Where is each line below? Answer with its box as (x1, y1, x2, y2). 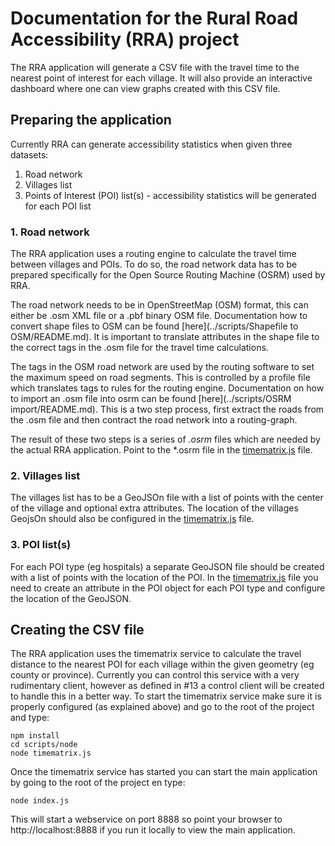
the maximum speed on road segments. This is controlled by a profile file (10, 372, 311, 384)
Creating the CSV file (10, 622, 145, 639)
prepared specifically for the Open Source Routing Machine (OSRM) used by (10, 269, 326, 281)
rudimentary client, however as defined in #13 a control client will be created (10, 680, 325, 692)
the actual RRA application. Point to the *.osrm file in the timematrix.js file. (10, 444, 313, 456)
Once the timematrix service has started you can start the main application (10, 766, 318, 778)
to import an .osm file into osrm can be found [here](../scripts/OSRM (10, 393, 292, 405)
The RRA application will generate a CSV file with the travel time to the (10, 61, 300, 73)
